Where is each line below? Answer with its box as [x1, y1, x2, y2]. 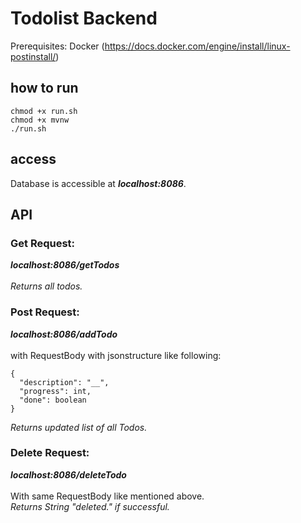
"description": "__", [19, 377, 110, 387]
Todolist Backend [10, 7, 158, 30]
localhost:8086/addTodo [10, 328, 118, 340]
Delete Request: [10, 446, 90, 460]
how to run [10, 80, 79, 97]
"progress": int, [19, 386, 92, 396]
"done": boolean [19, 395, 87, 405]
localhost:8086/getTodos [10, 259, 120, 271]
